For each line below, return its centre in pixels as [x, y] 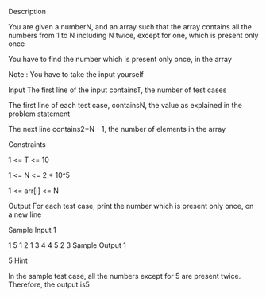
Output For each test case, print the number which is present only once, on [131, 206]
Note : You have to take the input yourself [76, 74]
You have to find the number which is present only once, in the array [120, 59]
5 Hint [18, 260]
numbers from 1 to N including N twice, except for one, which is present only [133, 35]
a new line [25, 214]
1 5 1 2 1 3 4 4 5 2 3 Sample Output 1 [67, 245]
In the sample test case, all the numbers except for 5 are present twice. [125, 276]
